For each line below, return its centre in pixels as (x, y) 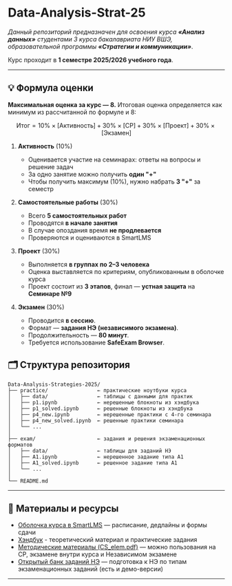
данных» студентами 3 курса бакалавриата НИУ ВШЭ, (90, 39)
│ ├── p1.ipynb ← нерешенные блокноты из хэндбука (103, 402)
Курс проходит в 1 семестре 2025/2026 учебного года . (91, 59)
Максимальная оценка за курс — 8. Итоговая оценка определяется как (115, 104)
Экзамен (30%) (41, 307)
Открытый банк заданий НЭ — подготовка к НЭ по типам (102, 562)
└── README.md (28, 481)
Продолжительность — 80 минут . (78, 335)
